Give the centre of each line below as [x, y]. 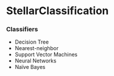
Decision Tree [32, 42]
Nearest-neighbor [37, 48]
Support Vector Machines [46, 55]
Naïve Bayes [30, 67]
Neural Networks [35, 61]
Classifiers [22, 29]
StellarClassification [57, 11]
